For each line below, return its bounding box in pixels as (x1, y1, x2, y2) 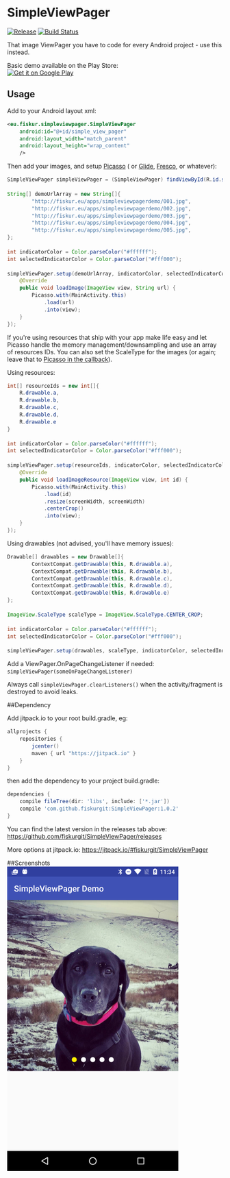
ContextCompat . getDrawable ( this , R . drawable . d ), (31, 582, 173, 589)
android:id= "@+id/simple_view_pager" (19, 128, 127, 135)
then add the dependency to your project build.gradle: (7, 776, 159, 785)
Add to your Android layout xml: (7, 106, 97, 114)
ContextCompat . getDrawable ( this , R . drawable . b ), (31, 567, 173, 575)
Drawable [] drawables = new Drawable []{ (7, 553, 125, 560)
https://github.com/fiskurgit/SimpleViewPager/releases (7, 832, 162, 840)
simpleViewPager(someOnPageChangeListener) (7, 668, 133, 676)
